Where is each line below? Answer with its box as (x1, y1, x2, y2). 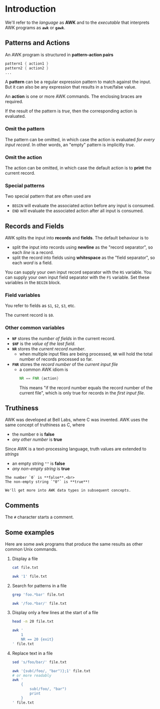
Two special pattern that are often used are (5, 193, 91, 199)
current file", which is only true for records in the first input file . (19, 390, 145, 396)
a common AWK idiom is (19, 366, 68, 372)
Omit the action (5, 154, 42, 161)
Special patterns (5, 182, 45, 189)
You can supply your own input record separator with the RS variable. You (5, 269, 152, 275)
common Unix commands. (5, 546, 58, 552)
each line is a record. (12, 250, 54, 255)
